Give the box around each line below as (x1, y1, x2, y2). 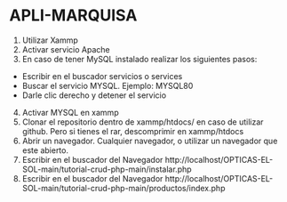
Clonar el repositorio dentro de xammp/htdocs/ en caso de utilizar (21, 117, 264, 127)
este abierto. (21, 144, 69, 156)
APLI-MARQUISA (9, 5, 138, 26)
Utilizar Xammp (21, 35, 78, 45)
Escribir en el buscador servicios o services (21, 70, 183, 81)
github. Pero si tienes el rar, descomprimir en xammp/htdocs (21, 125, 244, 136)
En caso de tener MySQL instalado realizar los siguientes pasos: (21, 53, 258, 64)
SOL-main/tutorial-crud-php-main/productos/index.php (21, 182, 226, 193)
